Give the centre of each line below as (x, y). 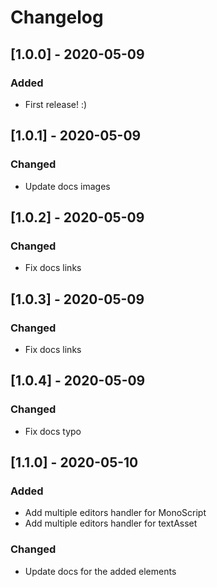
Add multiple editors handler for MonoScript (115, 513)
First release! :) (56, 104)
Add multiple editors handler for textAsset (111, 523)
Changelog (57, 17)
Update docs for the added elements (100, 571)
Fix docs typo (53, 431)
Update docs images (67, 186)
